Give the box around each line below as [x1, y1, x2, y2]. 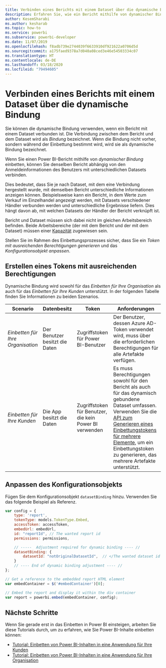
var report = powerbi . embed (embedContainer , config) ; [5, 595, 119, 600]
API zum [113, 414, 133, 421]
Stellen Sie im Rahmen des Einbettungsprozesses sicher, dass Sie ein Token [5, 237, 160, 243]
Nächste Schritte [5, 608, 58, 617]
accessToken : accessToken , [14, 522, 70, 527]
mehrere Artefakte [113, 458, 156, 464]
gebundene [113, 396, 140, 403]
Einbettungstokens [113, 426, 157, 433]
